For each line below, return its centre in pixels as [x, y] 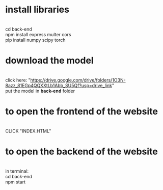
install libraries [37, 10]
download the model [49, 61]
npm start [16, 182]
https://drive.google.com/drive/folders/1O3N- [78, 80]
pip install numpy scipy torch [35, 40]
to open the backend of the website [81, 151]
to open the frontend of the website [81, 112]
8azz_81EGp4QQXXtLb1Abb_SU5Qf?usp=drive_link [59, 85]
